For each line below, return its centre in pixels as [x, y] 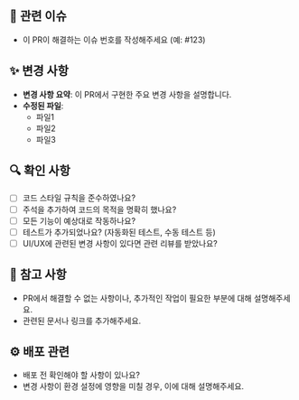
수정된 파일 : [43, 106]
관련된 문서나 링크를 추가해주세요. [82, 321]
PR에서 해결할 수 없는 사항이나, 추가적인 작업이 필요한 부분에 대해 [137, 298]
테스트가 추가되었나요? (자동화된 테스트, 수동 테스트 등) [119, 232]
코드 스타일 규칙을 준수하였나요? [79, 198]
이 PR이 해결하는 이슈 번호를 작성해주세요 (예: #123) [114, 40]
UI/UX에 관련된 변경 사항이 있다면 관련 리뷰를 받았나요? [120, 243]
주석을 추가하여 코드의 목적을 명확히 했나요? [99, 209]
